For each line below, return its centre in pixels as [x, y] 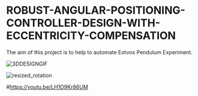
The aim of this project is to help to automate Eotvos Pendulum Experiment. [100, 52]
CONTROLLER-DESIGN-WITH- [83, 23]
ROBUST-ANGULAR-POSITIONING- [96, 10]
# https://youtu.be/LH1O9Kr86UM [47, 86]
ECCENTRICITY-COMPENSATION [91, 36]
